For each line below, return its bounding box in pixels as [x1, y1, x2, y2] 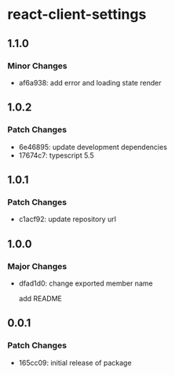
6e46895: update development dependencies [18, 142, 168, 151]
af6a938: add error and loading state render [18, 78, 162, 87]
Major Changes [7, 260, 67, 271]
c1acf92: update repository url [18, 214, 117, 224]
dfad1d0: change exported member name [18, 279, 154, 288]
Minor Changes [7, 60, 67, 71]
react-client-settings [7, 5, 147, 24]
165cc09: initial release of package [18, 358, 132, 367]
